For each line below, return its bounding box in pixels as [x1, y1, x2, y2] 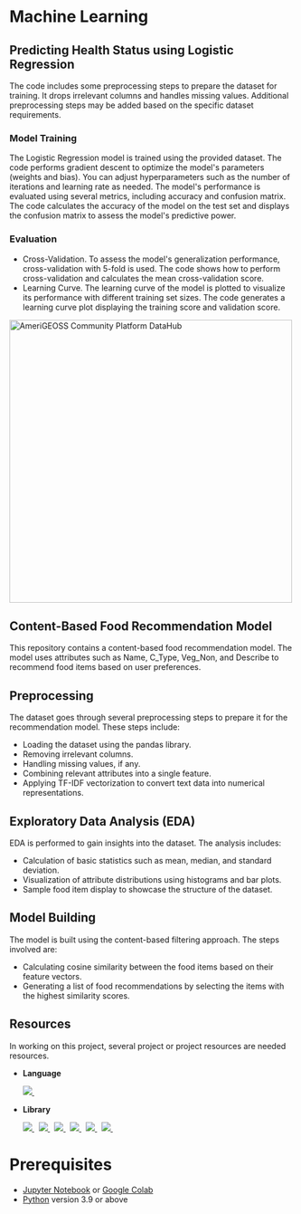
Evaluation [9, 233, 57, 245]
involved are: [9, 943, 58, 954]
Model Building [9, 910, 97, 925]
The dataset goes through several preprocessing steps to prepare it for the [9, 712, 288, 723]
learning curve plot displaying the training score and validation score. [22, 301, 281, 312]
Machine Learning [9, 6, 149, 27]
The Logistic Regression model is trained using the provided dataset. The [9, 152, 282, 164]
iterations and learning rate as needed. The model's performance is [9, 181, 260, 192]
